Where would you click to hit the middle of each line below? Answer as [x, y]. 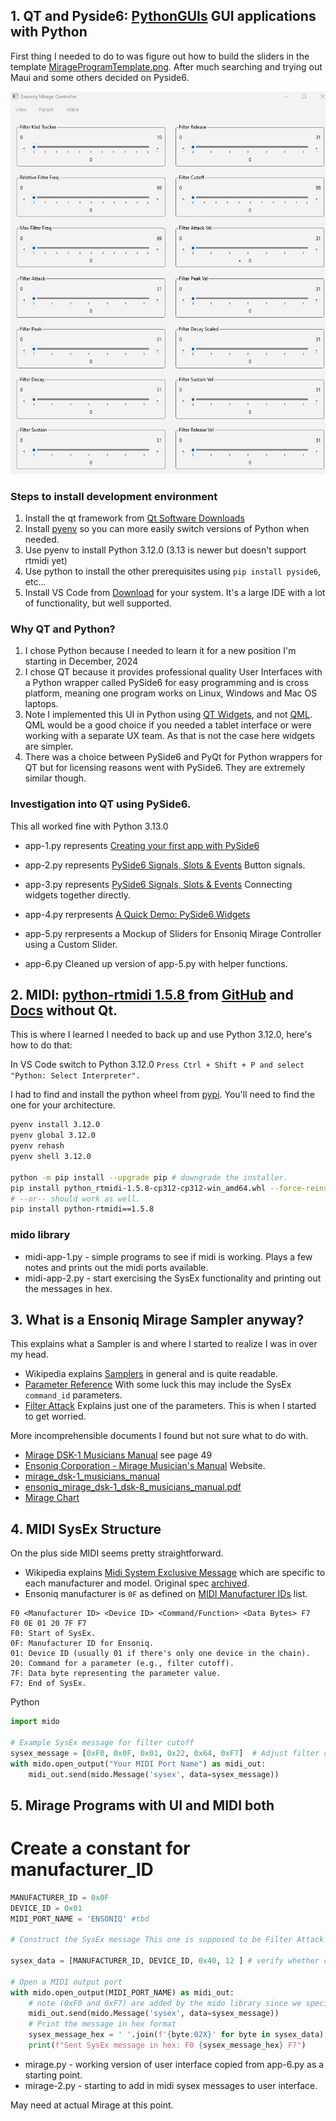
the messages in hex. [68, 1288]
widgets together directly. [78, 895]
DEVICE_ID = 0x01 [46, 1908]
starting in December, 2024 [81, 661]
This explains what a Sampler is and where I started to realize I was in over [164, 1344]
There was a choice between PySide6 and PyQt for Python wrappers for [173, 757]
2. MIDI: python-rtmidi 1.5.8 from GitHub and [152, 995]
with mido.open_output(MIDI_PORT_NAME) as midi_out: [122, 1992]
